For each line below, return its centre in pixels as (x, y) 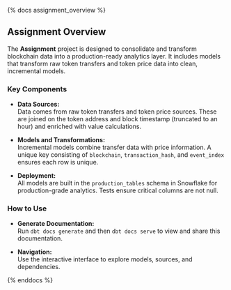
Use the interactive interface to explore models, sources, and (105, 259)
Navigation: (34, 252)
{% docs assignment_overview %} (57, 10)
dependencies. (39, 267)
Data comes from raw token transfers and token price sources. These (117, 112)
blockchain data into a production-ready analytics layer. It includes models (114, 56)
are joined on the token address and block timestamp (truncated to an (117, 119)
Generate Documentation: (56, 224)
